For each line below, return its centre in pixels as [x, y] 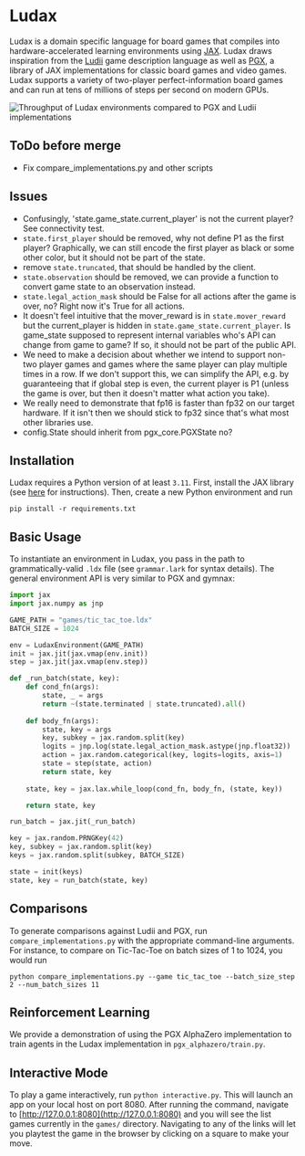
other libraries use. [58, 422]
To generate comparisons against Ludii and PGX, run [108, 930]
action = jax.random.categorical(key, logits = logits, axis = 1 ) [163, 755]
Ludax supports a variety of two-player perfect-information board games [147, 79]
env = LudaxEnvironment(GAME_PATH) [77, 645]
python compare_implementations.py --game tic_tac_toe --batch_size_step [152, 977]
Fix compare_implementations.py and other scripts [118, 168]
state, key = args [77, 730]
